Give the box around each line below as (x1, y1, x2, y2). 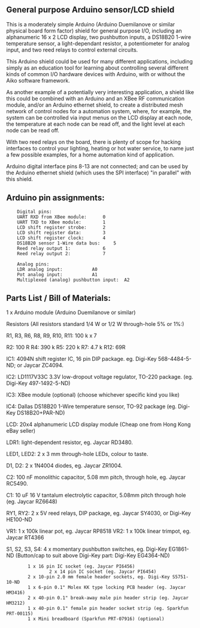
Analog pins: (17, 261, 50, 267)
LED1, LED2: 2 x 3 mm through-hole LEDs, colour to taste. (6, 451, 149, 458)
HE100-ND (6, 516, 33, 523)
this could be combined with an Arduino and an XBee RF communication (6, 95, 185, 102)
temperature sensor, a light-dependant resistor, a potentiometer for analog (6, 40, 190, 47)
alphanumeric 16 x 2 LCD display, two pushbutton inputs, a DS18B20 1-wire (6, 33, 192, 41)
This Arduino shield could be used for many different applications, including (6, 58, 193, 65)
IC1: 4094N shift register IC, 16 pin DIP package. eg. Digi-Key (6, 355, 157, 363)
